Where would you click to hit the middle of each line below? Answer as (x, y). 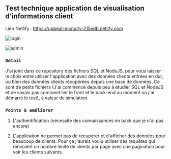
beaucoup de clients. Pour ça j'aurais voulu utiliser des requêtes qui (84, 141)
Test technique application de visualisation (75, 8)
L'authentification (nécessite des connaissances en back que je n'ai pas (88, 121)
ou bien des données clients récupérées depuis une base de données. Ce (83, 82)
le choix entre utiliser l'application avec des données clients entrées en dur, (84, 76)
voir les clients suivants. (38, 152)
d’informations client (39, 16)
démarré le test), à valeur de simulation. (47, 98)
